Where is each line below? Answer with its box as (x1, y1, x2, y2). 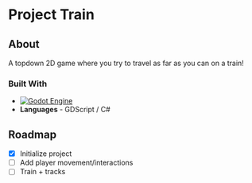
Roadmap (8, 127, 57, 141)
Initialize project (19, 149, 72, 158)
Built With (8, 78, 48, 89)
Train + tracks (19, 167, 66, 177)
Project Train (8, 6, 95, 24)
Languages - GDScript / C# (19, 105, 111, 115)
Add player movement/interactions (19, 158, 134, 168)
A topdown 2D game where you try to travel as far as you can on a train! (8, 58, 244, 68)
